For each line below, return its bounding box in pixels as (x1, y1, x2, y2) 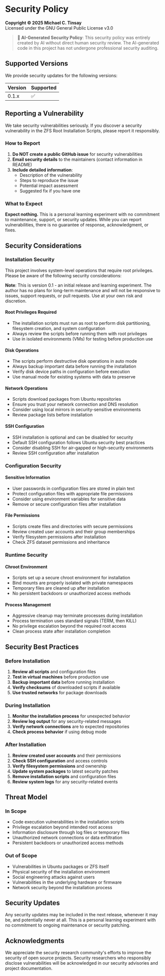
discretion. (5, 298, 27, 304)
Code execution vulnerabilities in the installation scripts (12, 819, 125, 825)
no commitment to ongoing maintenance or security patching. (5, 922, 131, 928)
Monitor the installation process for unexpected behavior (12, 713, 131, 719)
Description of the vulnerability (19, 172, 83, 178)
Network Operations (5, 385, 48, 391)
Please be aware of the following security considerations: (5, 272, 122, 278)
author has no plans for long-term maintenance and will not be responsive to (5, 287, 161, 293)
